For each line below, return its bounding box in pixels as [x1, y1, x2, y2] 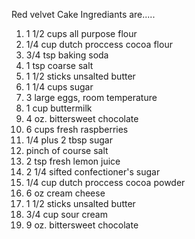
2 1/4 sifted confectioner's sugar [25, 166, 161, 178]
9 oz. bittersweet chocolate [25, 219, 139, 231]
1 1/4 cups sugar [25, 81, 94, 93]
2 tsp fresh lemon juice [25, 155, 121, 167]
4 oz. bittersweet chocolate [25, 113, 139, 124]
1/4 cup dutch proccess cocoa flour [25, 39, 173, 50]
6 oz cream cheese [25, 187, 106, 199]
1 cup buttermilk [25, 102, 93, 114]
